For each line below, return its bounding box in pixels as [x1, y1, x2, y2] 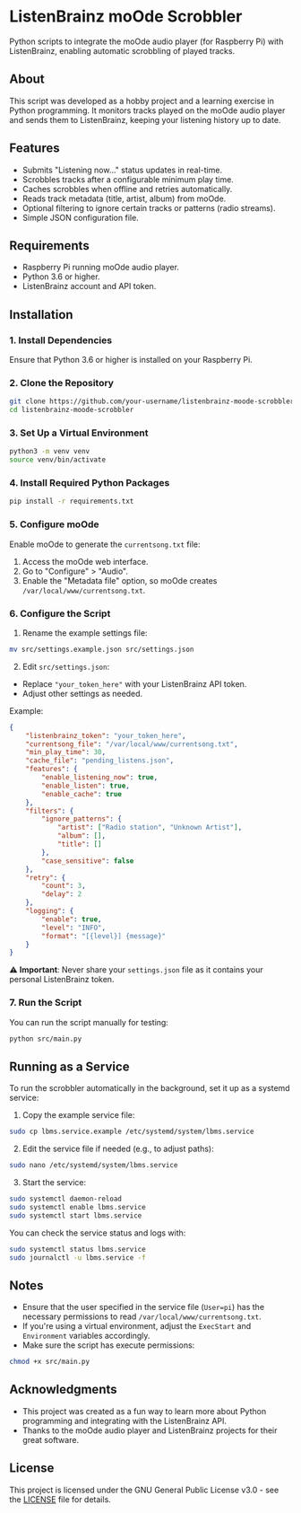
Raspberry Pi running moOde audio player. [21, 262, 179, 273]
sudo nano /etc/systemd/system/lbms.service [9, 1161, 178, 1170]
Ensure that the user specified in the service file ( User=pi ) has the [21, 1302, 265, 1313]
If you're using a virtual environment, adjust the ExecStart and [21, 1321, 252, 1332]
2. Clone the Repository [9, 376, 115, 389]
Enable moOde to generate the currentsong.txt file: [9, 539, 201, 550]
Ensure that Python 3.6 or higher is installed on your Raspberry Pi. [9, 355, 253, 365]
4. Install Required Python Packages [9, 477, 170, 489]
